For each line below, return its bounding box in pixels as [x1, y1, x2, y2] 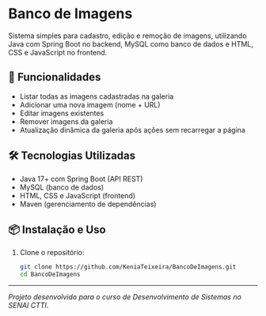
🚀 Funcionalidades [8, 70, 101, 84]
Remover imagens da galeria [19, 116, 113, 126]
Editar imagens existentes [19, 108, 104, 118]
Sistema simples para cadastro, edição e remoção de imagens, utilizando [8, 31, 247, 40]
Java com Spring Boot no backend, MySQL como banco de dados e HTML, [8, 39, 253, 48]
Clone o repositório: [19, 248, 85, 258]
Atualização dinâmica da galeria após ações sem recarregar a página [19, 125, 245, 134]
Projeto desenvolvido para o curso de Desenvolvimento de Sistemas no [8, 292, 241, 302]
